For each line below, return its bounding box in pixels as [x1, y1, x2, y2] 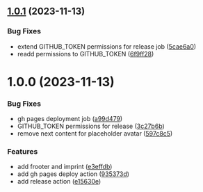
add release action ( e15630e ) [17, 177, 101, 186]
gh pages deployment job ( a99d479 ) [17, 115, 123, 123]
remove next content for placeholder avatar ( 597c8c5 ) [17, 129, 173, 138]
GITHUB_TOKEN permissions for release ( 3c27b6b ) [17, 122, 165, 131]
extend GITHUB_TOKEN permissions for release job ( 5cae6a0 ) [17, 42, 197, 51]
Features [7, 147, 38, 157]
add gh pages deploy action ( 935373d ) [17, 170, 130, 178]
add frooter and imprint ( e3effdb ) [17, 163, 113, 171]
